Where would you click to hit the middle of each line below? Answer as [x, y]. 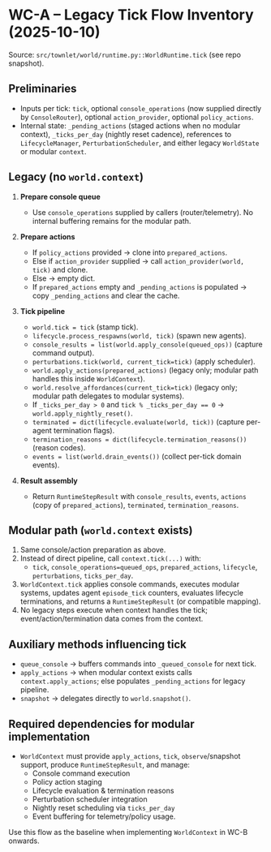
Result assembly [49, 480]
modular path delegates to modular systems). [108, 396]
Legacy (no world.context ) [76, 177]
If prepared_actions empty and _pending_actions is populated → [140, 286]
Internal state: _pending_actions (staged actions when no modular [130, 125]
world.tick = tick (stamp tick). [85, 327]
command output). [63, 353]
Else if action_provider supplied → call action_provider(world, [138, 260]
